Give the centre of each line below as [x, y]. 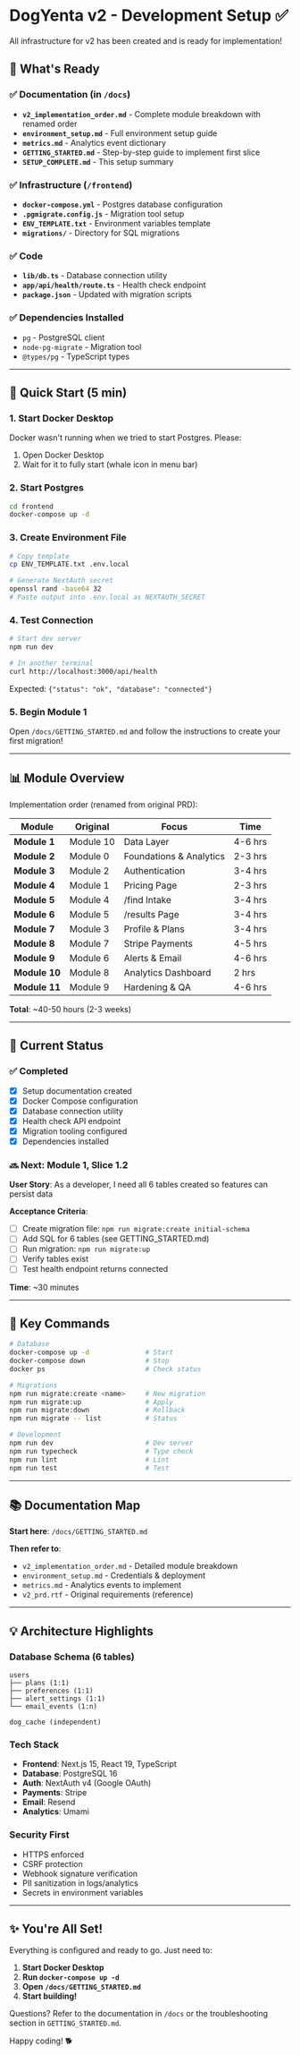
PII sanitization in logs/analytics [80, 1883]
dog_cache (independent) [55, 1722]
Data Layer [146, 841]
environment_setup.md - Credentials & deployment [114, 1575]
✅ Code [26, 256]
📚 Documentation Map [75, 1505]
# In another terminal [51, 663]
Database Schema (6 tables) [72, 1657]
